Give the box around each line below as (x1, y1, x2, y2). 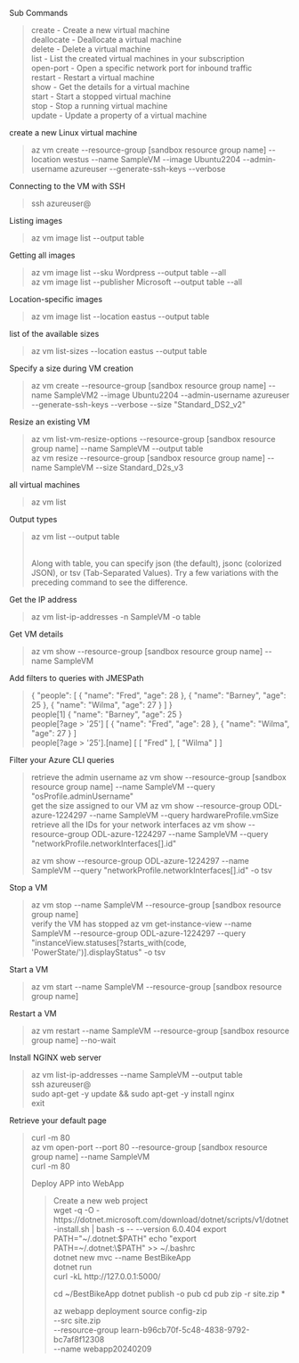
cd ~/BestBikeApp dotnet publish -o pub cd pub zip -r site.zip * (53, 1288, 286, 1299)
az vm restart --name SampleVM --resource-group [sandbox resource (30, 1025, 290, 1036)
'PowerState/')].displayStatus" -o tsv (30, 947, 166, 957)
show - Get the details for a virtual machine (30, 82, 190, 92)
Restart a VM (9, 1008, 57, 1019)
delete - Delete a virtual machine (30, 44, 151, 54)
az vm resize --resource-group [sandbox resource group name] (30, 453, 265, 463)
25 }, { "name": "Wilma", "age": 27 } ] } (30, 700, 174, 710)
